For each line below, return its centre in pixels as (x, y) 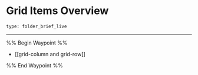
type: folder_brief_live (37, 26)
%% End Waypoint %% (34, 65)
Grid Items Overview (57, 11)
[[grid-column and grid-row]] (50, 54)
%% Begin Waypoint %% (37, 43)
